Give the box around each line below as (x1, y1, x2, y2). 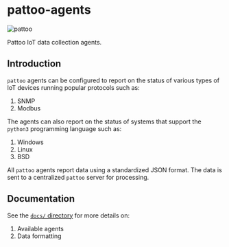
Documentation (7, 193, 75, 204)
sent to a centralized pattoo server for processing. (7, 173, 149, 181)
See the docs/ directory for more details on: (7, 211, 130, 220)
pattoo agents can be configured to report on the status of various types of (7, 76, 220, 84)
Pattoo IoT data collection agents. (7, 38, 102, 46)
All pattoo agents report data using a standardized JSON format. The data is (7, 165, 223, 174)
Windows (16, 138, 44, 146)
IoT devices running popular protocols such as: (7, 83, 140, 91)
